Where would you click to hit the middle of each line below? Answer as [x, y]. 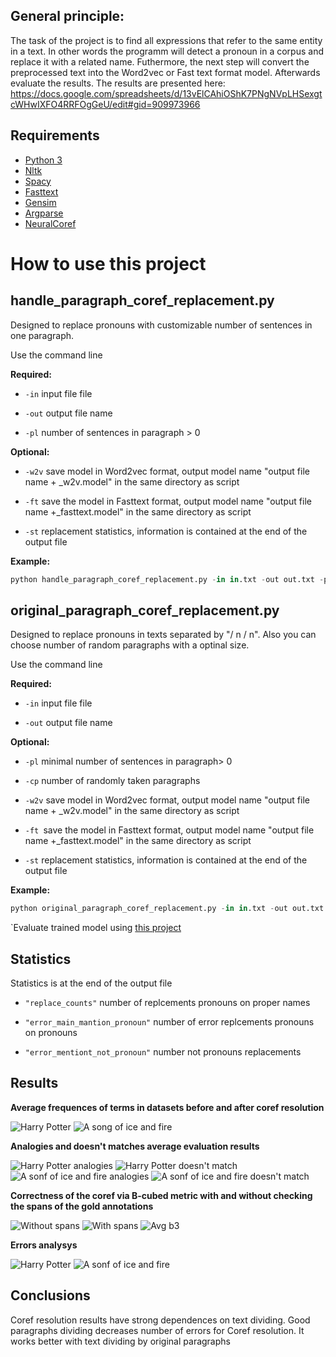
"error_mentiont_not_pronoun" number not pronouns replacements [163, 1052]
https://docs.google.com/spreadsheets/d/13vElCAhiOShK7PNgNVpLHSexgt [166, 93]
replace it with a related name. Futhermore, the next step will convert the [160, 61]
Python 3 [43, 160]
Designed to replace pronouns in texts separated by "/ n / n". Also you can [163, 635]
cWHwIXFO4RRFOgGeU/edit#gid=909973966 [105, 104]
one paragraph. [42, 335]
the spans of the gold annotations [82, 1206]
